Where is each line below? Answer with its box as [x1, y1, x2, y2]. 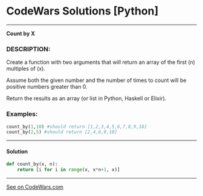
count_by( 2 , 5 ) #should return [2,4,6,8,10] [6, 129, 118, 135]
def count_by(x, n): [6, 161, 59, 167]
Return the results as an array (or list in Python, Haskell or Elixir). [6, 95, 167, 102]
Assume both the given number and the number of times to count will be [6, 77, 187, 84]
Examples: [6, 110, 38, 118]
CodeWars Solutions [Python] [6, 4, 159, 18]
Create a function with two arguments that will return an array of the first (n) [6, 58, 195, 66]
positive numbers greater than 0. [6, 83, 88, 90]
